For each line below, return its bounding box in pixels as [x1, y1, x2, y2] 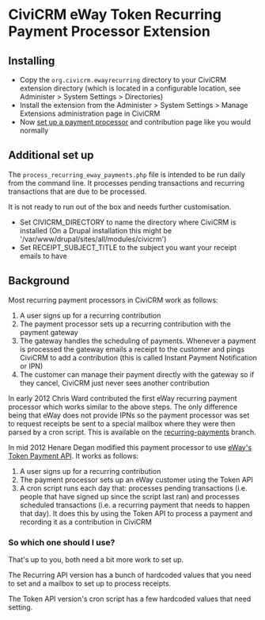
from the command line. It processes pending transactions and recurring [8, 178, 245, 187]
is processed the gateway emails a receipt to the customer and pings [19, 344, 245, 354]
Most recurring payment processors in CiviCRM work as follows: [8, 295, 219, 305]
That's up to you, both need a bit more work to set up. [8, 554, 184, 564]
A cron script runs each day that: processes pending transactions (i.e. [19, 483, 248, 493]
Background [8, 274, 70, 287]
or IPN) [19, 361, 44, 371]
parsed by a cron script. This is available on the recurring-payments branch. [8, 427, 257, 437]
